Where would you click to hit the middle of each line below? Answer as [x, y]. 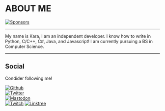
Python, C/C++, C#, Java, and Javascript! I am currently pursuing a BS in [79, 41]
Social [15, 67]
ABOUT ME [28, 9]
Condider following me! [29, 78]
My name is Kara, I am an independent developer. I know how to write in [78, 36]
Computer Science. [25, 46]
